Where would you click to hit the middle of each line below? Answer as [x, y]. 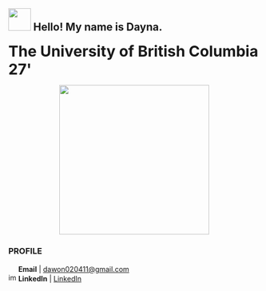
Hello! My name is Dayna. [98, 28]
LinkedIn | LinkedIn [50, 279]
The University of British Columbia [133, 51]
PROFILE [25, 250]
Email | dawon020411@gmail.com [73, 269]
